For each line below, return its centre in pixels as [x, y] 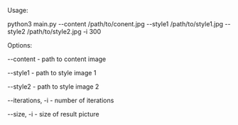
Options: [20, 45]
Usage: [18, 10]
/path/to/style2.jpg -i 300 [64, 32]
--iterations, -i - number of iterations [61, 100]
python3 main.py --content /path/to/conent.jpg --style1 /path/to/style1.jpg [115, 24]
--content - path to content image [57, 59]
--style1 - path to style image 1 [52, 73]
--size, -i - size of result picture [53, 114]
